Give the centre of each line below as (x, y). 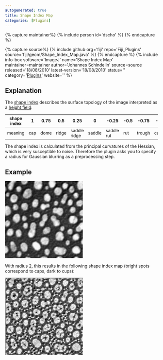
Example (18, 172)
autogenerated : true (26, 10)
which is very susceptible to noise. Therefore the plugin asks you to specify (81, 152)
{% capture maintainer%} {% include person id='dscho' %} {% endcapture (80, 35)
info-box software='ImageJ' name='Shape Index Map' (59, 60)
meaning (16, 133)
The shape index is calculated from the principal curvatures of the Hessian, (80, 146)
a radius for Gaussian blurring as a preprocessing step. (60, 157)
